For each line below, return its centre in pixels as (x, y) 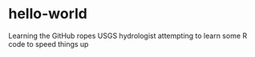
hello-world (48, 14)
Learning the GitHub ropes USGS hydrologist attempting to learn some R (128, 36)
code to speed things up (49, 44)
